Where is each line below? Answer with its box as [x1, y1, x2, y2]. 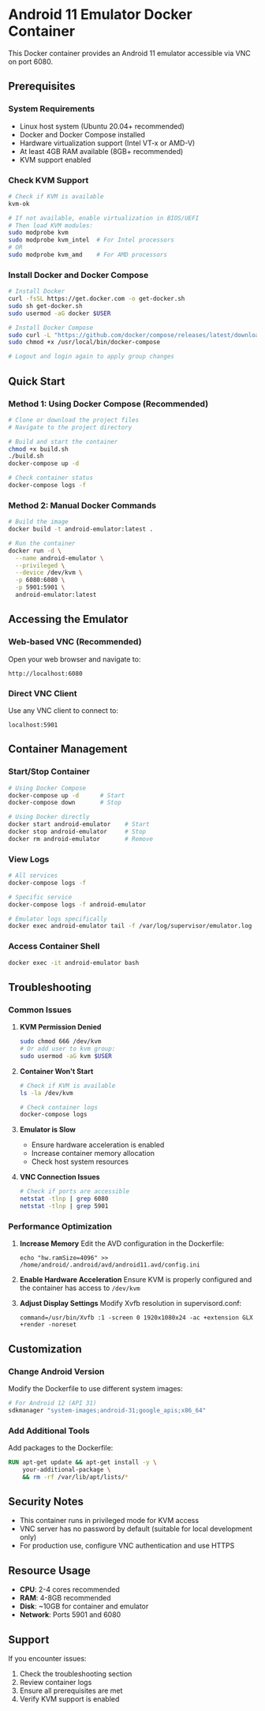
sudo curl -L [8, 331, 51, 339]
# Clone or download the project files [8, 416, 140, 424]
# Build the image [8, 518, 69, 526]
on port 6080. [8, 57, 54, 66]
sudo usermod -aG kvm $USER [19, 1052, 112, 1060]
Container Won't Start [19, 1066, 94, 1075]
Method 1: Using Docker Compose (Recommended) [8, 398, 209, 409]
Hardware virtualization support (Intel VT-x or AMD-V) [19, 138, 196, 148]
